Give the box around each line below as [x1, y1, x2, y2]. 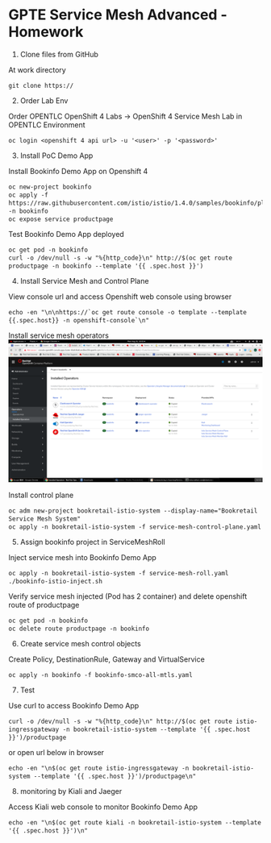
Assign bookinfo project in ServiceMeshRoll [19, 538, 165, 547]
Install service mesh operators [8, 330, 109, 340]
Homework [8, 23, 84, 41]
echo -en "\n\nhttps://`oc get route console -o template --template [8, 308, 248, 316]
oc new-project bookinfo [8, 183, 92, 191]
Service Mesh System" [8, 515, 81, 523]
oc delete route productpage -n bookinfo [8, 625, 150, 633]
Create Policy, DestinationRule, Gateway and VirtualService [8, 654, 206, 664]
